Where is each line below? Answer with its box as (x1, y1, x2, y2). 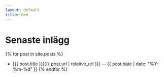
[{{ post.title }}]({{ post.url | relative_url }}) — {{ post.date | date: (12, 61, 147, 67)
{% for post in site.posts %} (5, 51, 63, 57)
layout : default (5, 7, 40, 13)
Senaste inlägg (5, 34, 70, 46)
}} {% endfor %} (34, 66, 68, 72)
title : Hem (5, 12, 28, 17)
